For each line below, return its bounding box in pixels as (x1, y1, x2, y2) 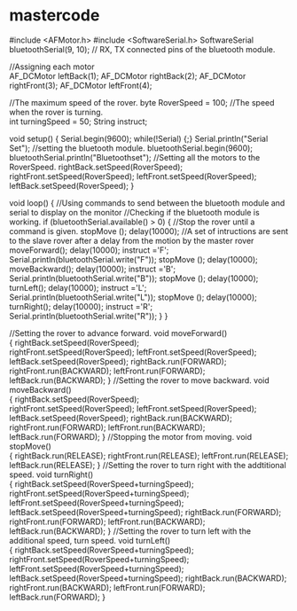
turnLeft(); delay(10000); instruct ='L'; (9, 282, 147, 293)
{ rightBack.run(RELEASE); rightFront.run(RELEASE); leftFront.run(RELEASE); (9, 450, 289, 461)
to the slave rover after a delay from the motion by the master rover (9, 235, 254, 246)
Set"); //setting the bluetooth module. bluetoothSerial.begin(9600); (9, 143, 254, 153)
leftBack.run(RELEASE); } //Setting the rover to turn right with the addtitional (9, 459, 286, 470)
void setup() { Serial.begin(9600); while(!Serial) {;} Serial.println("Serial (9, 133, 269, 144)
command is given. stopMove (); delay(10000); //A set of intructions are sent (9, 225, 289, 236)
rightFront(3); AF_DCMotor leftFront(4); (9, 80, 152, 90)
